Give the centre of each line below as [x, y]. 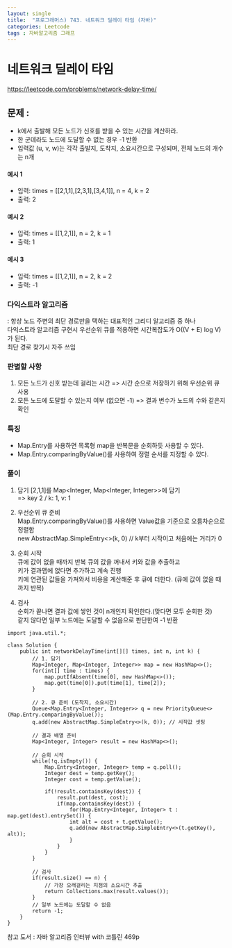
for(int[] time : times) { [71, 671]
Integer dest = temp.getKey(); [90, 773]
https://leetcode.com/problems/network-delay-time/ [82, 89]
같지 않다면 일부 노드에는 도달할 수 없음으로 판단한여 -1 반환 [98, 619]
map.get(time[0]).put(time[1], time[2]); [105, 683]
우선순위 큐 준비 [39, 512]
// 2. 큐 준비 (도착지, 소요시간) [75, 702]
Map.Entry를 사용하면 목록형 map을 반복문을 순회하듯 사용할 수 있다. [110, 445]
